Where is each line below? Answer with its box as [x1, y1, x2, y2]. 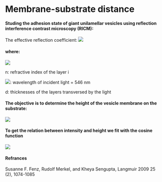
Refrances [5, 155, 27, 161]
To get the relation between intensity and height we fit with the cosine [5, 128, 153, 134]
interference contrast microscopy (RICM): [5, 25, 93, 31]
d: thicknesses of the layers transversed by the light [5, 89, 111, 95]
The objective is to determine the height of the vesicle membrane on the [5, 100, 158, 106]
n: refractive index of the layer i [5, 69, 69, 75]
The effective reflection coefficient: [5, 37, 78, 43]
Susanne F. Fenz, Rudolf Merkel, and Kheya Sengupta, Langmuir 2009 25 [5, 166, 156, 172]
